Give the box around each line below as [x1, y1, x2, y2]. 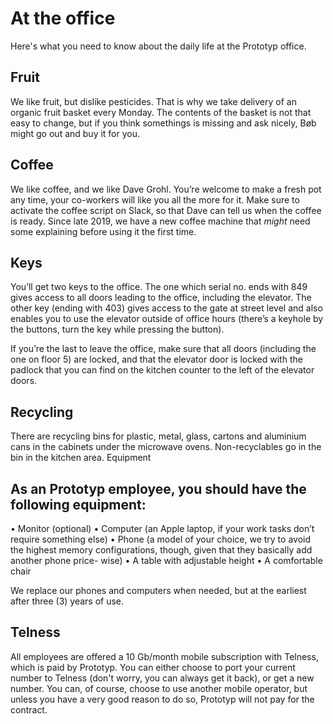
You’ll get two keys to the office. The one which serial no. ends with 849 [10, 281, 308, 293]
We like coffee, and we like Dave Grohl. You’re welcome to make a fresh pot [10, 183, 322, 195]
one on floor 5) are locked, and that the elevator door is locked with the [10, 353, 303, 366]
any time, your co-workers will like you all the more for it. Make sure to [10, 193, 300, 206]
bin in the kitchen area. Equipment [10, 452, 152, 464]
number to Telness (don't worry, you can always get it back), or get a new [10, 672, 315, 684]
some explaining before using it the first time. [10, 225, 197, 237]
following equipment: [10, 496, 147, 513]
